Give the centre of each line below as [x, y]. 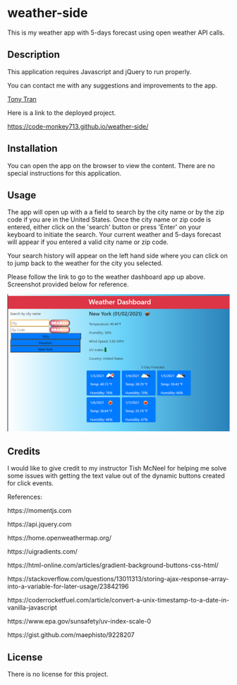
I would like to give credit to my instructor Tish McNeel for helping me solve [117, 468]
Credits [24, 451]
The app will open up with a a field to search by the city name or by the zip [116, 212]
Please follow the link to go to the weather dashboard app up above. [107, 277]
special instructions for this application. [65, 173]
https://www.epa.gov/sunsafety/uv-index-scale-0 [79, 622]
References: [25, 497]
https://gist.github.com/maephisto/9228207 [71, 635]
